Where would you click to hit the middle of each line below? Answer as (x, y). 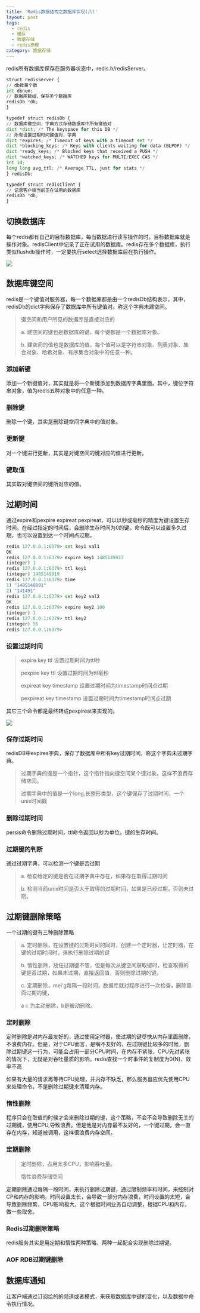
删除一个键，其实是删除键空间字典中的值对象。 (63, 422)
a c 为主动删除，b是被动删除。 (58, 1005)
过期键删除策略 (34, 917)
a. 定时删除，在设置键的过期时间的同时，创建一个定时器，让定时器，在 (107, 945)
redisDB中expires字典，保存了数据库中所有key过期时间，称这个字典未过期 (97, 753)
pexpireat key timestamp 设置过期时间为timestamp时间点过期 (96, 698)
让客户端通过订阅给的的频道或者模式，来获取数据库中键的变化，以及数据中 (97, 1296)
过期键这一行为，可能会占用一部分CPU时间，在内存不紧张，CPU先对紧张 (101, 1051)
